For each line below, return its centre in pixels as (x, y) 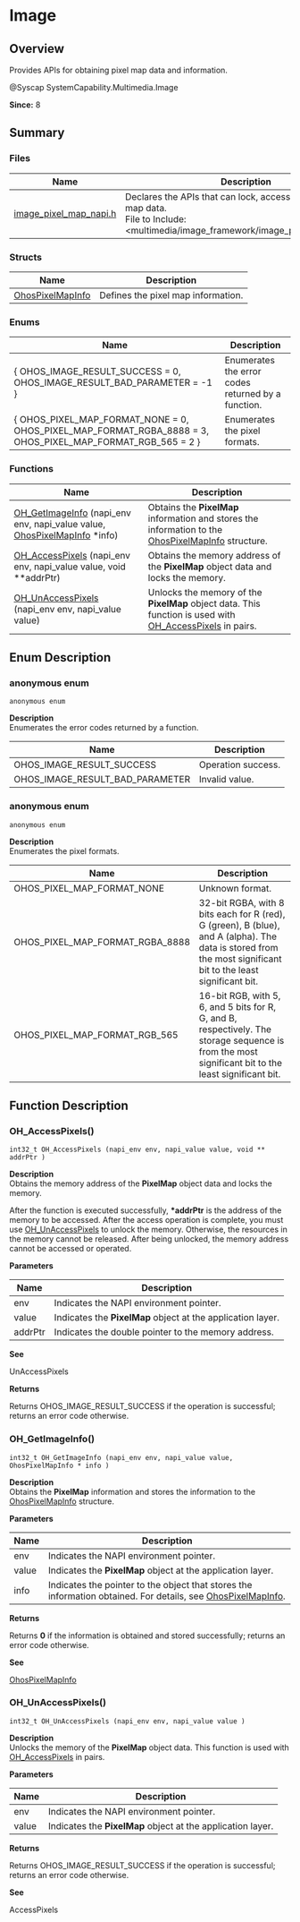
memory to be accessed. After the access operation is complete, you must (146, 1220)
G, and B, (218, 1018)
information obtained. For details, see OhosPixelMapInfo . (167, 1596)
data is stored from (238, 947)
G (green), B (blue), (239, 925)
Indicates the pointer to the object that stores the (150, 1585)
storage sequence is (242, 1040)
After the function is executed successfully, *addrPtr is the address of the (146, 1210)
